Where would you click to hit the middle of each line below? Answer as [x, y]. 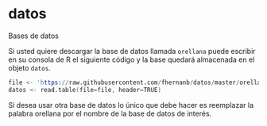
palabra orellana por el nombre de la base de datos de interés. [110, 113]
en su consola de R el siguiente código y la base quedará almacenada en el [132, 59]
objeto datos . [30, 67]
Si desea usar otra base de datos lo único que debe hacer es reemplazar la [131, 105]
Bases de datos [34, 36]
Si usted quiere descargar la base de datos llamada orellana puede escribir [132, 51]
